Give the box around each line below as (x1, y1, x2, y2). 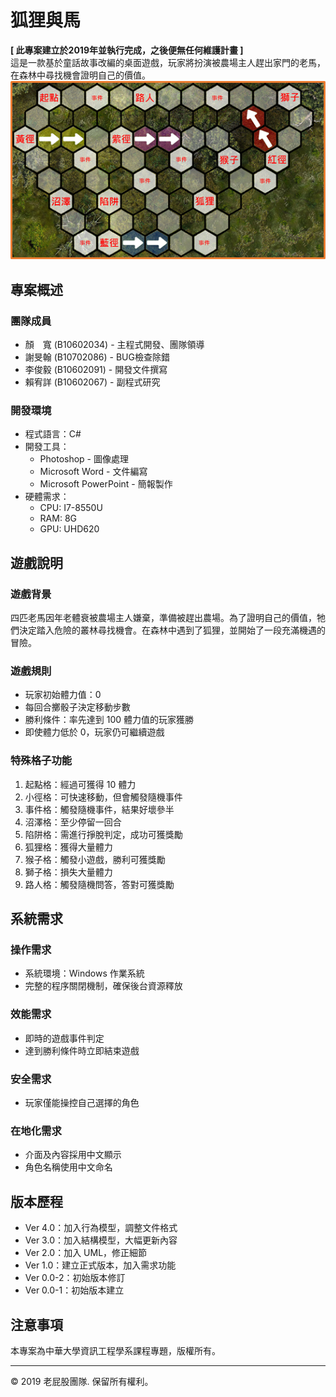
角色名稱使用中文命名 (24, 1161, 113, 1173)
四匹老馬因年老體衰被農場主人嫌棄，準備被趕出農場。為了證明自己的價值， (10, 612, 317, 624)
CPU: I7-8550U (39, 502, 103, 514)
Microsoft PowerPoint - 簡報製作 (39, 478, 173, 490)
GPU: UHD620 (39, 523, 100, 535)
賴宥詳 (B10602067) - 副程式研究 (24, 376, 161, 388)
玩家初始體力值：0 (24, 689, 102, 701)
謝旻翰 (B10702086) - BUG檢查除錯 (24, 351, 170, 363)
